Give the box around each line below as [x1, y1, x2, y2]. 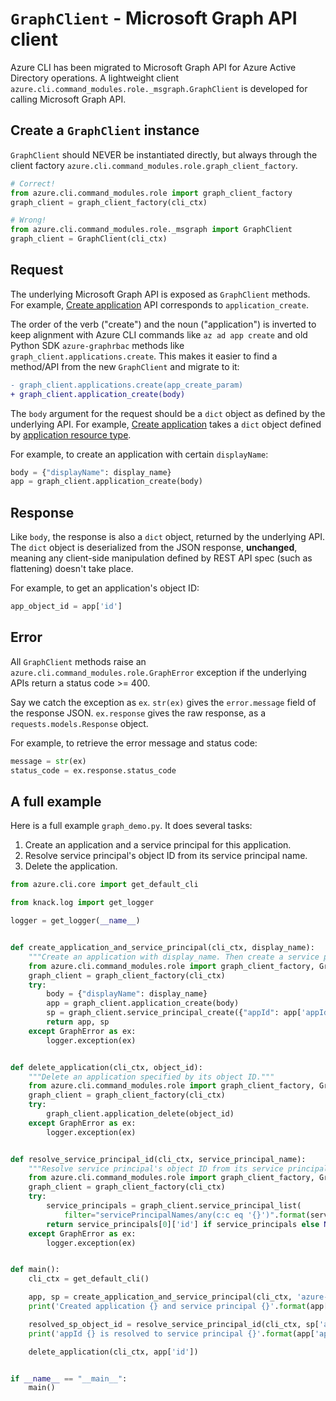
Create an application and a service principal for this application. [24, 839, 292, 851]
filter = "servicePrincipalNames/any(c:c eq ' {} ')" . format [63, 1210, 307, 1220]
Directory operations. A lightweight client [10, 72, 180, 84]
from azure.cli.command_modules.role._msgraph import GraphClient [10, 225, 293, 235]
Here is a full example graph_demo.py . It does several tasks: [10, 820, 253, 832]
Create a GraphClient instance [10, 122, 200, 139]
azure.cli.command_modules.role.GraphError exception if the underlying [10, 666, 307, 678]
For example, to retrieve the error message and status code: [10, 737, 258, 749]
